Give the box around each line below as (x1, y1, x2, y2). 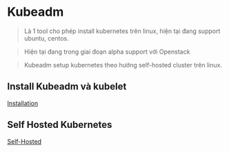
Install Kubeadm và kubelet (7, 80, 127, 93)
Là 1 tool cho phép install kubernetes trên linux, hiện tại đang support (23, 27, 221, 35)
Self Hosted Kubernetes (7, 119, 112, 131)
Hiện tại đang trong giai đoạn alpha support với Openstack (23, 47, 190, 56)
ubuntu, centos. (23, 34, 69, 42)
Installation (7, 99, 39, 107)
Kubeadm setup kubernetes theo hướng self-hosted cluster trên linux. (23, 61, 223, 69)
